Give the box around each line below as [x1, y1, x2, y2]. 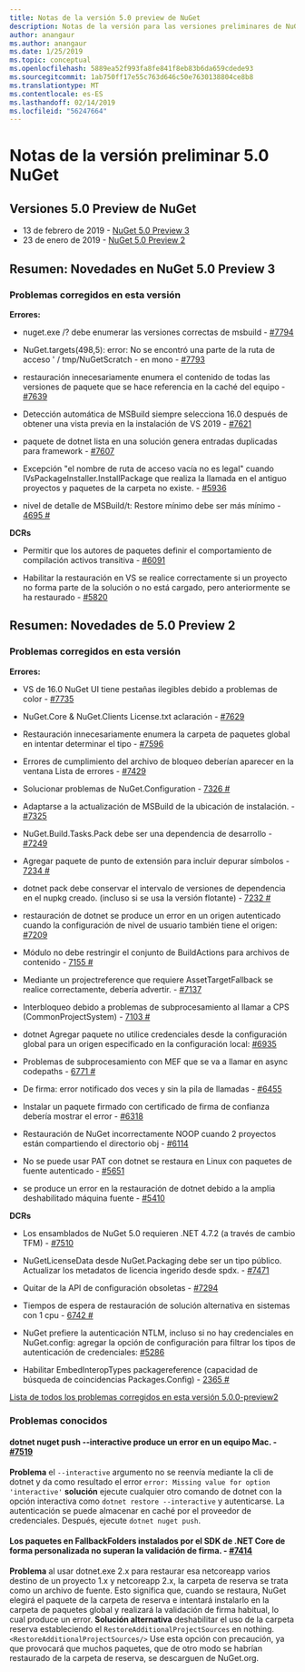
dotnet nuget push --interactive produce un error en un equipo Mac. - [9, 1436, 278, 1447]
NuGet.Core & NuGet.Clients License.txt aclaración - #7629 [22, 710, 245, 721]
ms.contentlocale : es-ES [9, 89, 103, 98]
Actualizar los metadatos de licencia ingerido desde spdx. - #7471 [22, 1264, 270, 1275]
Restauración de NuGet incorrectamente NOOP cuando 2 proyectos [22, 1128, 277, 1139]
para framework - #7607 [22, 445, 115, 456]
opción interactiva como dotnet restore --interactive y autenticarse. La [9, 1496, 285, 1506]
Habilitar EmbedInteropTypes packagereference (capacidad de [22, 1364, 259, 1375]
